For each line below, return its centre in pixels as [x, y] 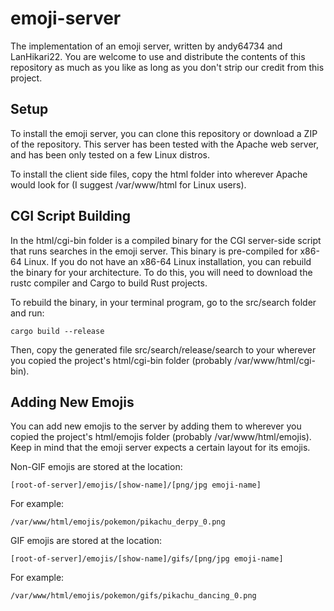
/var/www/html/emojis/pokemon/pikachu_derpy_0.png [118, 522]
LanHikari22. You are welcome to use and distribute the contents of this [158, 56]
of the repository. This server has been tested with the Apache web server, [165, 144]
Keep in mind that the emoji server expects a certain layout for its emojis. [160, 448]
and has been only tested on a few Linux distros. [110, 154]
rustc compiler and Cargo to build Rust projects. [109, 283]
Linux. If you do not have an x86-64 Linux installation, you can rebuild [167, 261]
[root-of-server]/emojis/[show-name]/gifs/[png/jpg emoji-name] [147, 559]
